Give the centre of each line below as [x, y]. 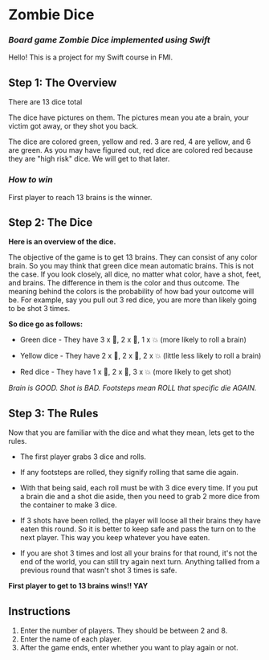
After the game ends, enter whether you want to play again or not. [129, 648]
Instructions [39, 611]
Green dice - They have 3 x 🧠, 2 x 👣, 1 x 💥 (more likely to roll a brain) [133, 340]
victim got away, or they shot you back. [73, 126]
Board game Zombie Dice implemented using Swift [109, 40]
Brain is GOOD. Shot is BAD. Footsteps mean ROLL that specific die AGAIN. [132, 388]
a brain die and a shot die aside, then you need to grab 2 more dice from [140, 497]
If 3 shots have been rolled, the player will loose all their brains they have [140, 521]
